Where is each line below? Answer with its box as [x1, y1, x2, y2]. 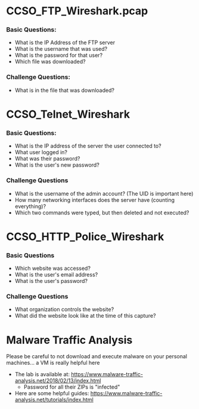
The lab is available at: [14, 371, 70, 378]
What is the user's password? [14, 278, 88, 285]
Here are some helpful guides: [14, 390, 89, 397]
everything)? [14, 202, 46, 210]
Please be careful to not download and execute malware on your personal [6, 353, 188, 360]
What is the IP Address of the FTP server [14, 39, 116, 46]
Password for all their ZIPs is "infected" [23, 383, 120, 390]
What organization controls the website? [14, 306, 114, 313]
